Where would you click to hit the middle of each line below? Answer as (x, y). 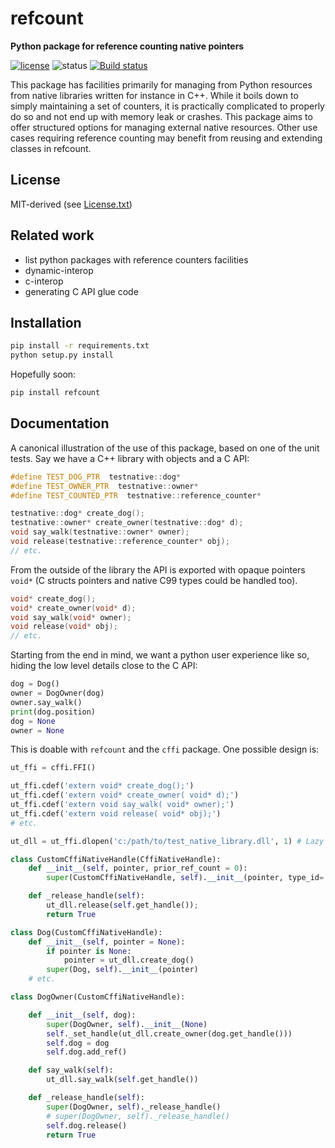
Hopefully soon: (43, 374)
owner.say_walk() (46, 702)
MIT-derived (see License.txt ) (71, 204)
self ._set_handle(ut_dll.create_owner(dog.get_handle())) (169, 1033)
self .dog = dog (78, 1043)
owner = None (37, 730)
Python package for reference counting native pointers (127, 46)
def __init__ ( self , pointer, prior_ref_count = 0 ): (138, 868)
